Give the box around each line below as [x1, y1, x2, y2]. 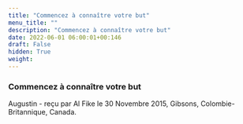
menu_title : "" [8, 19, 58, 27]
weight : [8, 56, 34, 64]
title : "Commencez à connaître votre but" [8, 11, 150, 20]
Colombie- [200, 99, 235, 108]
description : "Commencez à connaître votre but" [8, 26, 171, 34]
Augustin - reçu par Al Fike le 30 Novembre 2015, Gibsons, [8, 99, 200, 108]
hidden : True [8, 48, 51, 56]
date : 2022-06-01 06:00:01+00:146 [8, 33, 122, 42]
